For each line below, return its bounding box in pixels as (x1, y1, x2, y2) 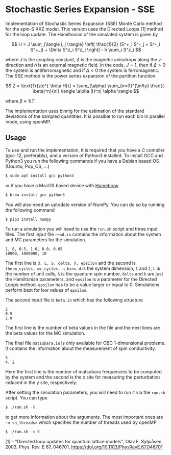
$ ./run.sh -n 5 (5, 429, 40, 435)
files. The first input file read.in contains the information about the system (5, 231, 162, 238)
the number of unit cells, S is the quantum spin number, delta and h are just (5, 271, 163, 277)
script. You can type (5, 395, 48, 401)
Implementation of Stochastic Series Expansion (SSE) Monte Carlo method (5, 20, 162, 27)
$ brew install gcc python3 (5, 192, 65, 197)
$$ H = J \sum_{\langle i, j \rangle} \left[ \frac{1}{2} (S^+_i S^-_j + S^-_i (11, 41, 160, 47)
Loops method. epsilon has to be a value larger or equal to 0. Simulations (5, 282, 160, 288)
